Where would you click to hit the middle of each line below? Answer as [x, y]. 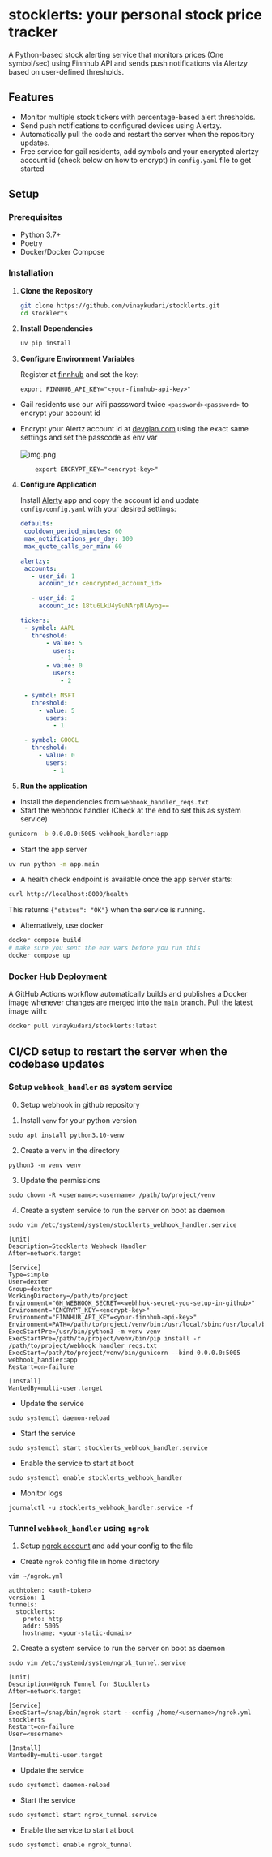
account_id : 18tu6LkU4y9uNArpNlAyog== [104, 606]
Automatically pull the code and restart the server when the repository [137, 134]
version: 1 [27, 1598]
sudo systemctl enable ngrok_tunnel [70, 1845]
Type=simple [28, 1275]
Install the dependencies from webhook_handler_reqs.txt [114, 801]
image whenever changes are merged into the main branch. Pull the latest [131, 1002]
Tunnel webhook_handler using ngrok [79, 1528]
